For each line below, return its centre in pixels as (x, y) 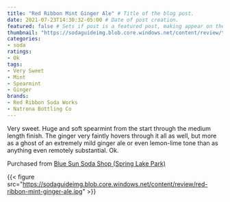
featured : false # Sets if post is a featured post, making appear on (110, 26)
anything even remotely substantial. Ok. (63, 150)
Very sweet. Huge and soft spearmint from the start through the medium (109, 128)
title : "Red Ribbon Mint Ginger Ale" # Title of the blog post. (101, 13)
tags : (15, 64)
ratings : (20, 52)
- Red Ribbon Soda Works (42, 103)
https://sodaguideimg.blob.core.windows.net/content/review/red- (115, 184)
